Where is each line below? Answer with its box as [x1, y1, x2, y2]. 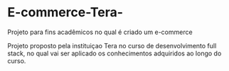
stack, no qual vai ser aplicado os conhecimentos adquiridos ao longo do [7, 49, 222, 58]
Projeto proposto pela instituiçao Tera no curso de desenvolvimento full [7, 41, 217, 50]
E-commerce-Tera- [7, 4, 123, 21]
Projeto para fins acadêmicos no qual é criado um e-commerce [7, 28, 193, 36]
